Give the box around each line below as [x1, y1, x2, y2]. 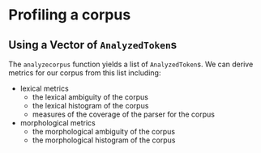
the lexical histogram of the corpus [32, 101, 149, 110]
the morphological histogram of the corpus [32, 135, 176, 145]
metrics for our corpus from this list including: [8, 68, 161, 78]
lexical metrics [19, 83, 69, 93]
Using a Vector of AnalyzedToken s [8, 38, 178, 52]
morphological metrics [19, 118, 96, 127]
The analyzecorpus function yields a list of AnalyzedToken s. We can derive [8, 59, 254, 69]
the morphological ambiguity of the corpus [32, 127, 176, 136]
